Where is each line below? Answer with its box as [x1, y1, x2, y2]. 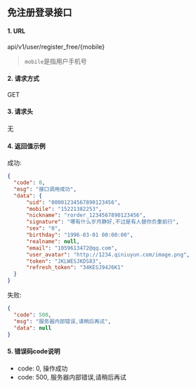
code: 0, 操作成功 [17, 364, 68, 373]
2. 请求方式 [7, 75, 40, 83]
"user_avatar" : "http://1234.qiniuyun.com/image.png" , [25, 251, 190, 258]
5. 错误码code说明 [7, 347, 60, 356]
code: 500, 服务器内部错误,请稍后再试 [17, 373, 126, 381]
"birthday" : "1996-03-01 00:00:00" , [25, 231, 133, 239]
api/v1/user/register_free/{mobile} [7, 42, 105, 51]
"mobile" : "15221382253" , [25, 205, 102, 212]
